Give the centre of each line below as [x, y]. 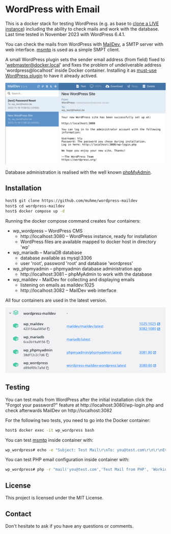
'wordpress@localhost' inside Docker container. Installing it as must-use [81, 70]
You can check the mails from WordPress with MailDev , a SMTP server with [84, 44]
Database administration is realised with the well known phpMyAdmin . [79, 172]
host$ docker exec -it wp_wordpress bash [50, 430]
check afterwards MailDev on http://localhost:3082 [59, 410]
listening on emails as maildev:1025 [57, 285]
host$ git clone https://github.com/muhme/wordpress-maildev [72, 201]
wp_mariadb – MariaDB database [47, 253]
